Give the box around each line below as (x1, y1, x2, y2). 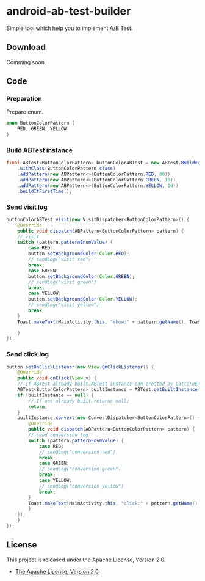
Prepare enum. (6, 108, 44, 115)
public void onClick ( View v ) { (17, 375, 97, 381)
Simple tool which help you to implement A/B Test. (6, 24, 133, 32)
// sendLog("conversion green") (38, 466, 121, 472)
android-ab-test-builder (6, 4, 131, 18)
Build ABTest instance (6, 145, 73, 154)
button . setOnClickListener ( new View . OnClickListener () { (6, 364, 154, 370)
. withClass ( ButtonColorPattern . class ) (17, 166, 116, 172)
